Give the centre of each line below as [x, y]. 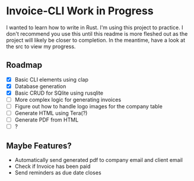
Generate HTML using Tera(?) [51, 113]
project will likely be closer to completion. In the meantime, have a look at [96, 40]
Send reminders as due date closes [58, 173]
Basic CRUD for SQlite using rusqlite [59, 93]
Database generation [40, 86]
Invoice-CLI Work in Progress [80, 11]
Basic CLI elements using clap [52, 79]
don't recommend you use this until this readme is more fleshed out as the [97, 33]
